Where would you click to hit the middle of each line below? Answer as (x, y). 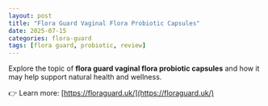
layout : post (30, 16)
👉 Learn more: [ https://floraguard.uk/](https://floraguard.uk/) (111, 93)
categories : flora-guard (50, 38)
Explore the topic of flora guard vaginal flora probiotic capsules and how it (134, 68)
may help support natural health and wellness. (85, 77)
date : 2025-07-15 (38, 31)
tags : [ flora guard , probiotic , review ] (77, 46)
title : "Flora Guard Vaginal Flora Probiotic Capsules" (104, 23)
